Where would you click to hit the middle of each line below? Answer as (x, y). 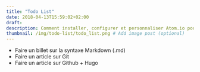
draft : (14, 22)
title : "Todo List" (30, 12)
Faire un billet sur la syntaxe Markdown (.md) (70, 50)
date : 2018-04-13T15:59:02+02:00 (48, 17)
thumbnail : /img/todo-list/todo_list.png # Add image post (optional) (96, 34)
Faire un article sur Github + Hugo (56, 63)
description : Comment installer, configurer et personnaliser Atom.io (96, 28)
